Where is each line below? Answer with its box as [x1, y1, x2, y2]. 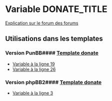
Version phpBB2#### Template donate [5, 78, 102, 85]
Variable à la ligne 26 [12, 66, 56, 72]
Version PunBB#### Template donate [5, 49, 98, 56]
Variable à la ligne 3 [12, 90, 53, 96]
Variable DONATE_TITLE [5, 3, 107, 15]
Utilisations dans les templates [5, 34, 103, 43]
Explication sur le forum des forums [5, 20, 78, 26]
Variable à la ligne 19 [12, 61, 55, 67]
